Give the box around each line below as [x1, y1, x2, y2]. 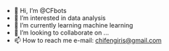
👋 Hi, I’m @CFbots [13, 7, 67, 14]
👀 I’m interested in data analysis [13, 14, 107, 22]
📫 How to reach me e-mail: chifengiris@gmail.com [13, 37, 162, 44]
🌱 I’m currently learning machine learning [13, 21, 133, 29]
